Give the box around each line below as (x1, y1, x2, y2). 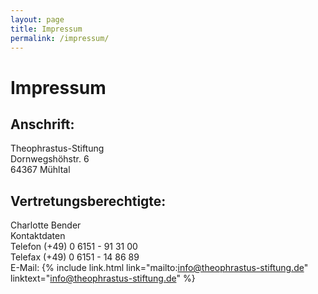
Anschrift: (10, 116, 75, 133)
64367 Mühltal (10, 164, 71, 176)
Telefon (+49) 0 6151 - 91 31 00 (10, 241, 138, 253)
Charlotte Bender (10, 219, 82, 231)
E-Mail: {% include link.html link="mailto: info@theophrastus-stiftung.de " (10, 262, 309, 274)
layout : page (10, 14, 65, 25)
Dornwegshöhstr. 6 (10, 153, 90, 165)
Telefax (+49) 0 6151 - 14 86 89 (10, 251, 140, 263)
